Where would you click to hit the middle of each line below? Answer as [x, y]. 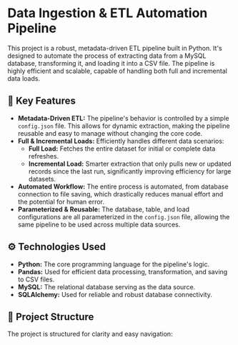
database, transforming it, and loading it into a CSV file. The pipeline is [111, 63]
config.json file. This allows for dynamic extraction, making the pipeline [124, 126]
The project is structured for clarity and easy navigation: [90, 334]
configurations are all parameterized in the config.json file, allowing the [124, 216]
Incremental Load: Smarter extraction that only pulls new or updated [130, 164]
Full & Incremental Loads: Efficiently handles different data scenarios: [121, 141]
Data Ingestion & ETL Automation [108, 13]
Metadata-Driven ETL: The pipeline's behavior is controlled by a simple [123, 118]
